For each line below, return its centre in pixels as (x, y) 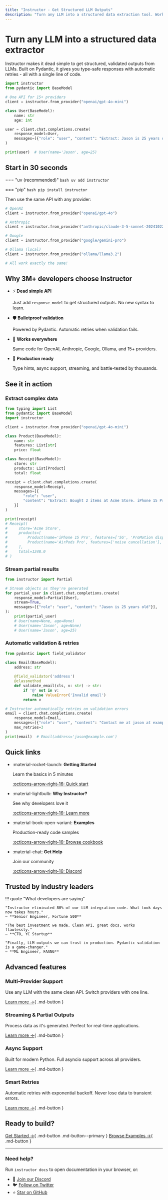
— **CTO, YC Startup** (29, 934)
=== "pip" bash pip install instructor (46, 189)
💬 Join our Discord (31, 1179)
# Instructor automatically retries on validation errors (67, 709)
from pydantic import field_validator (45, 654)
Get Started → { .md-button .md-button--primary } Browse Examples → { (79, 1135)
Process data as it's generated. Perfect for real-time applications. (72, 1026)
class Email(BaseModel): (31, 663)
